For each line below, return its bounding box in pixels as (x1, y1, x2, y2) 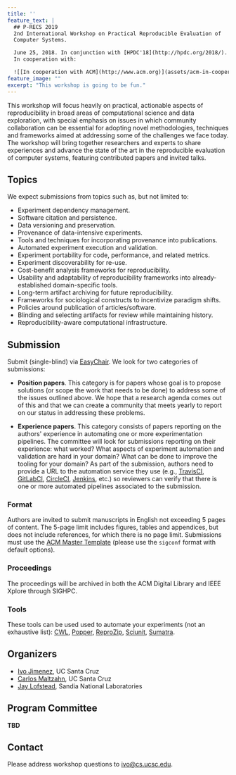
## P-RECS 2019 (13, 23, 58, 30)
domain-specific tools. (52, 281, 118, 290)
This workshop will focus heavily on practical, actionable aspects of (7, 101, 204, 109)
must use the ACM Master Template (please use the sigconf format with (7, 538, 216, 547)
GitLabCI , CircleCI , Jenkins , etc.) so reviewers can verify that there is (17, 475, 218, 483)
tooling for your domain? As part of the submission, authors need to (17, 459, 214, 469)
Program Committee (7, 702, 98, 714)
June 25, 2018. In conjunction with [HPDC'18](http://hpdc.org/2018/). (13, 49, 228, 56)
